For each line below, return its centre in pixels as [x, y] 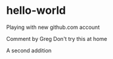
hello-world [36, 11]
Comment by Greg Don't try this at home [57, 39]
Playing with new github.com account [53, 27]
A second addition [29, 50]
